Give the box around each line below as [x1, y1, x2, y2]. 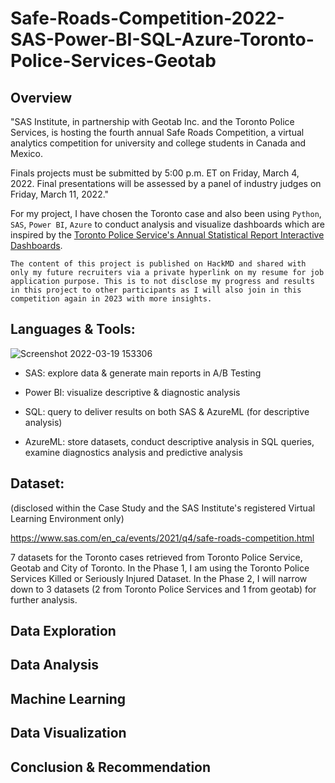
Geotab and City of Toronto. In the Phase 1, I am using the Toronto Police [10, 562, 310, 574]
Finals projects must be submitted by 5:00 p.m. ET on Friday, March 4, [10, 167, 300, 179]
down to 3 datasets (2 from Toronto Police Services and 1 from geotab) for [10, 583, 317, 595]
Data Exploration [10, 623, 117, 640]
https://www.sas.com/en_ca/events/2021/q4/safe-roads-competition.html [10, 532, 315, 544]
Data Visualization [10, 725, 127, 742]
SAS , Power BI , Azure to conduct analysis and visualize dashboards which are [10, 218, 325, 230]
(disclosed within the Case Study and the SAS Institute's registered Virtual [10, 502, 316, 514]
